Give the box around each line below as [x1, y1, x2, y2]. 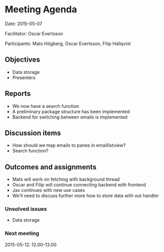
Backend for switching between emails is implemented [12, 114, 128, 120]
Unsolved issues [5, 205, 47, 212]
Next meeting [5, 230, 39, 237]
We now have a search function [12, 103, 79, 109]
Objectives [5, 55, 40, 64]
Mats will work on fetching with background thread [12, 176, 120, 183]
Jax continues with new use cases [12, 187, 85, 193]
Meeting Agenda [5, 4, 77, 15]
